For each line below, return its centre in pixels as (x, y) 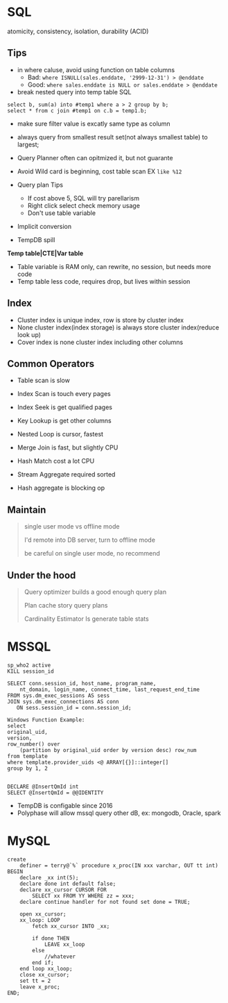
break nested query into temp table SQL (74, 92)
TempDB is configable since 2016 (65, 805)
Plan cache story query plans (66, 605)
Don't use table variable (61, 213)
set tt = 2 (35, 981)
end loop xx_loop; (46, 968)
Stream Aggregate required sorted (66, 474)
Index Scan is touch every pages (64, 394)
